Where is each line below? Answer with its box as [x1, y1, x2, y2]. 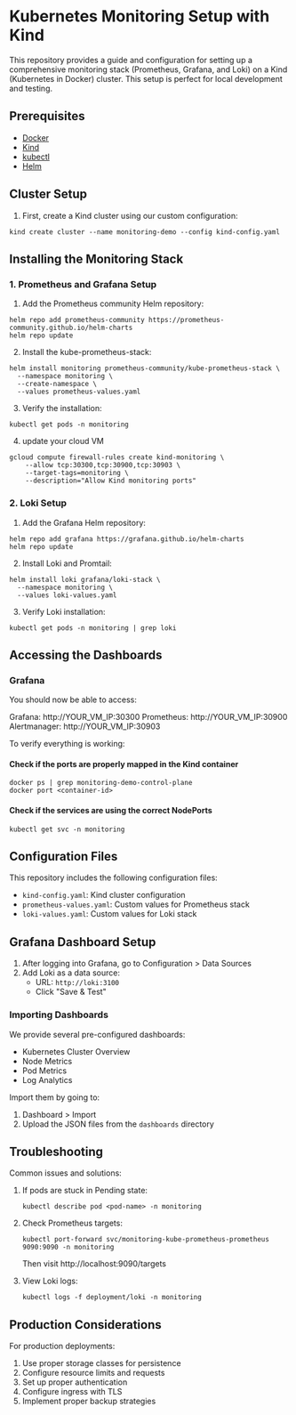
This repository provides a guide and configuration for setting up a [9, 54, 253, 65]
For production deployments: [9, 1341, 116, 1352]
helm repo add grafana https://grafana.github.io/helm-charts [9, 534, 244, 544]
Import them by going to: [9, 1092, 100, 1103]
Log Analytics [21, 1074, 73, 1085]
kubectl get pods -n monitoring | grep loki [9, 623, 177, 633]
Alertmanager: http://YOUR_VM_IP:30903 [9, 721, 161, 732]
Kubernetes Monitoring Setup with [9, 6, 270, 27]
